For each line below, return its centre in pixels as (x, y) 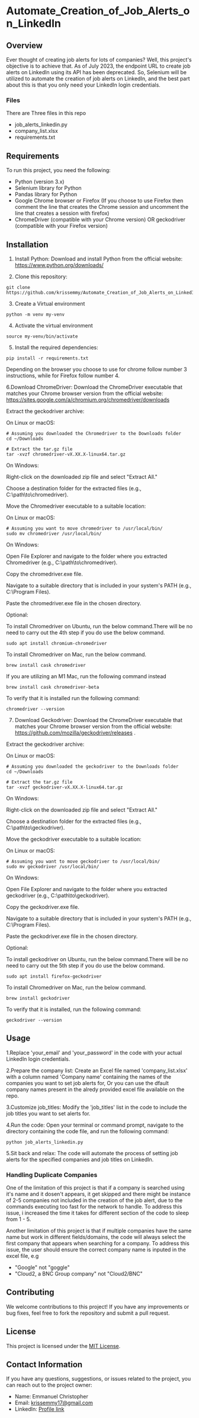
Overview (25, 45)
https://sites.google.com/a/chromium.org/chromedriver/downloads (88, 399)
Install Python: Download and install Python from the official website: (98, 259)
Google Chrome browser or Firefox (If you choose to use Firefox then (99, 201)
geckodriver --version (34, 1020)
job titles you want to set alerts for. (48, 1113)
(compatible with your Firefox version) (61, 226)
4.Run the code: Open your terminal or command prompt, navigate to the (95, 1125)
